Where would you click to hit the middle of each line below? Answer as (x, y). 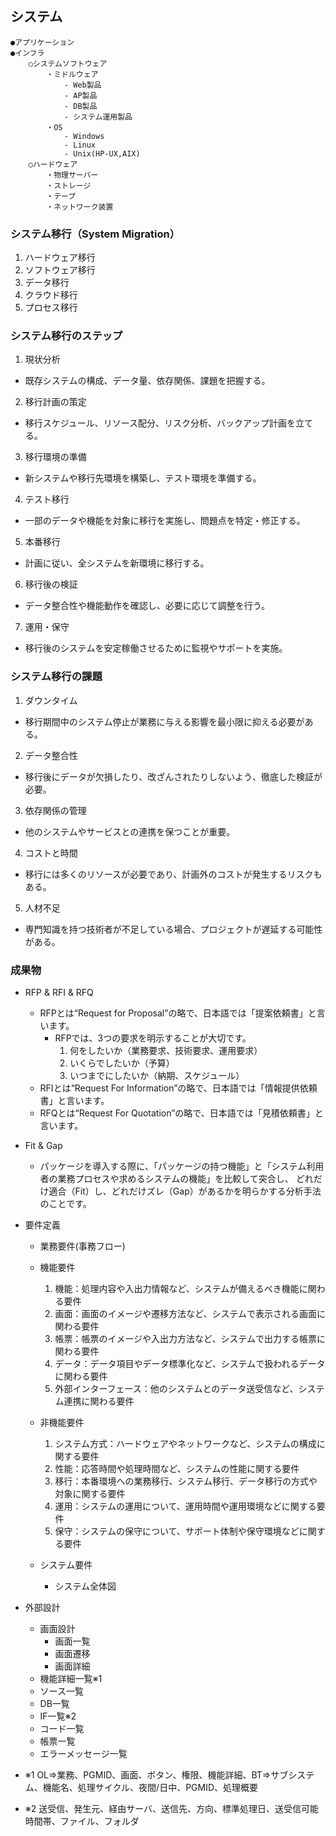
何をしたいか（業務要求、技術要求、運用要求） (166, 1050)
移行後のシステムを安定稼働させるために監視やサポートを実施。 (156, 648)
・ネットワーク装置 (80, 207)
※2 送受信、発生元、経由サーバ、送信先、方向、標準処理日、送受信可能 (172, 1808)
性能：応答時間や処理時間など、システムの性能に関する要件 (177, 1468)
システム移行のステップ (66, 336)
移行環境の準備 (55, 457)
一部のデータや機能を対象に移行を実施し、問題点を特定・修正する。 (165, 521)
